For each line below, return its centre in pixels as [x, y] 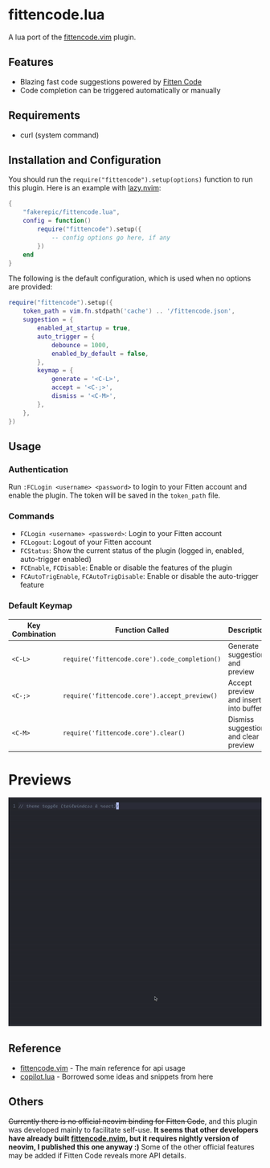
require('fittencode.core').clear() [124, 733]
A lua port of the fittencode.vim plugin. [72, 37]
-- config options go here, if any [111, 238]
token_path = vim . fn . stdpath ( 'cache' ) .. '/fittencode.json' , [129, 311]
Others [26, 1102]
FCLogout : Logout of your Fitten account [86, 542]
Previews [40, 779]
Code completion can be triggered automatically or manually [120, 90]
